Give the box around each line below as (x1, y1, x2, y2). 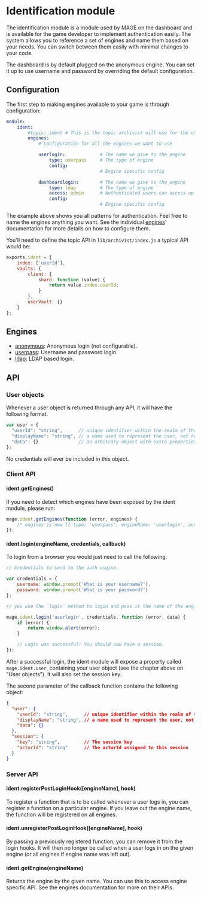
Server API (6, 770, 38, 779)
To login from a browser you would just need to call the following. (6, 554, 167, 561)
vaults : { (17, 265, 42, 272)
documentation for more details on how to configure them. (6, 225, 151, 232)
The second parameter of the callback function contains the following (6, 682, 178, 689)
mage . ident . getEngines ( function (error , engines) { (6, 516, 138, 522)
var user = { (6, 422, 39, 428)
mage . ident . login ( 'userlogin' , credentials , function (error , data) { (6, 614, 186, 620)
